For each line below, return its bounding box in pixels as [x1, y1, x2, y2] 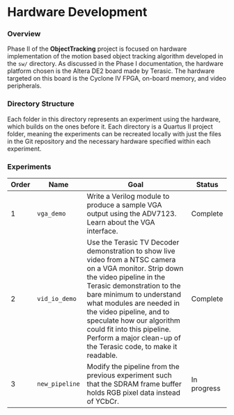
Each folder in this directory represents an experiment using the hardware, [7, 115, 221, 123]
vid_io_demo [37, 295, 77, 303]
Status [196, 180, 219, 190]
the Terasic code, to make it [86, 342, 178, 352]
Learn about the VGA [86, 218, 155, 227]
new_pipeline [37, 380, 80, 388]
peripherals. [7, 81, 42, 90]
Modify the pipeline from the [86, 362, 180, 372]
